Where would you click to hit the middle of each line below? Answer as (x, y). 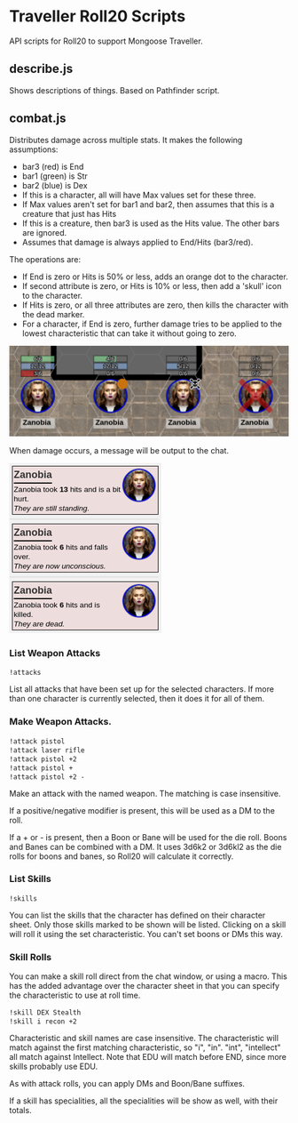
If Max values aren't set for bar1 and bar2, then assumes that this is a (148, 204)
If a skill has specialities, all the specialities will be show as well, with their (144, 1101)
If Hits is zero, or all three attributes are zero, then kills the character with (155, 305)
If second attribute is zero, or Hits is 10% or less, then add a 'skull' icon (152, 285)
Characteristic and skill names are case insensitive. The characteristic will (144, 1039)
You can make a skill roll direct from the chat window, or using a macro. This (149, 976)
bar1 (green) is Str (55, 176)
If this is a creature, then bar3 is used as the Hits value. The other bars (151, 223)
